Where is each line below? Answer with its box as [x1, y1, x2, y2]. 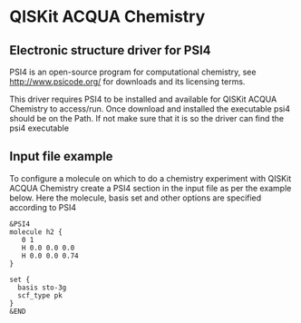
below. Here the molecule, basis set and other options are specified [9, 192, 262, 203]
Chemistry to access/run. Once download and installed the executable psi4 [9, 103, 291, 114]
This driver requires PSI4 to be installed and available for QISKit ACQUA [9, 93, 277, 104]
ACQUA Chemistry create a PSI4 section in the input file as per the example [9, 182, 292, 193]
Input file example [9, 149, 113, 164]
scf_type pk [17, 290, 63, 300]
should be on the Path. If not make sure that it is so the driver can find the [9, 113, 285, 123]
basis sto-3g [17, 283, 67, 292]
